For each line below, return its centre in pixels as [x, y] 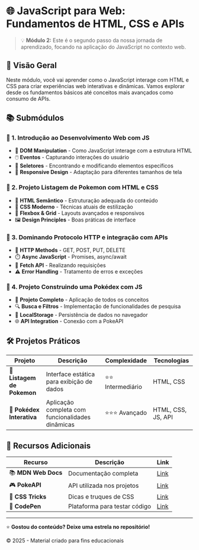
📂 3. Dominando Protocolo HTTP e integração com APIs [87, 237]
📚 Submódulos [35, 118]
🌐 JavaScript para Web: [66, 11]
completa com [66, 410]
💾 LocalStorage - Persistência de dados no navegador [81, 315]
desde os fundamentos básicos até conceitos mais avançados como [90, 92]
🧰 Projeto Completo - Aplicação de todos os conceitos [82, 300]
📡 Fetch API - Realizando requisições [60, 265]
